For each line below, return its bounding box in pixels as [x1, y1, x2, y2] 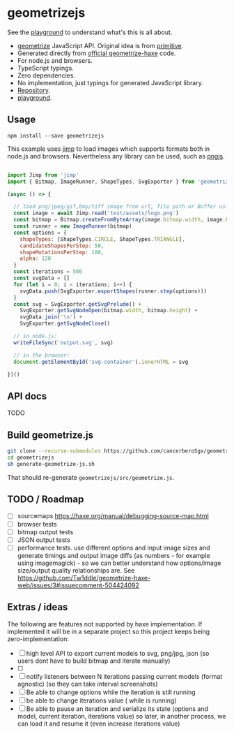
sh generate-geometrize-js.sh [7, 460, 95, 467]
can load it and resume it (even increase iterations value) [17, 719, 180, 728]
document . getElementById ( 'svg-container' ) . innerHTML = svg [13, 358, 189, 365]
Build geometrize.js [7, 429, 94, 441]
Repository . [17, 86, 51, 94]
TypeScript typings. [17, 64, 75, 72]
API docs [7, 390, 47, 402]
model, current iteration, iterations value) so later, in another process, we [17, 712, 226, 720]
